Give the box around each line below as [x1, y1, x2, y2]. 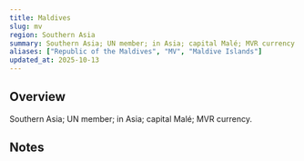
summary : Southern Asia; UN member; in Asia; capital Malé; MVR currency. [9, 38, 299, 48]
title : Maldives [9, 13, 71, 23]
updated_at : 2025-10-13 [9, 55, 100, 65]
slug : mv [9, 22, 43, 31]
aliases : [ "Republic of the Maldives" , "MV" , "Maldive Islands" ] [9, 47, 262, 56]
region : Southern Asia [9, 30, 96, 39]
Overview [9, 89, 66, 105]
